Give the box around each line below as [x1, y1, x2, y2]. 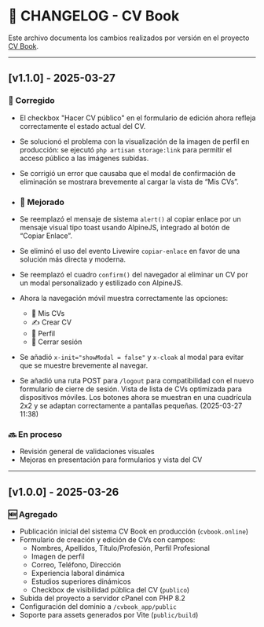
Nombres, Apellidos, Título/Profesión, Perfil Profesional [31, 543, 211, 552]
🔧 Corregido [8, 95, 55, 106]
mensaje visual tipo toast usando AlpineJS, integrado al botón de [19, 222, 230, 232]
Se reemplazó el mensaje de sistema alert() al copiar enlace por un [19, 214, 241, 223]
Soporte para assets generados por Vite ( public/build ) [19, 610, 199, 619]
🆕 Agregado [8, 508, 58, 519]
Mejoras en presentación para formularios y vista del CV [19, 455, 203, 464]
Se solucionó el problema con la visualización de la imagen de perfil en [19, 137, 250, 146]
